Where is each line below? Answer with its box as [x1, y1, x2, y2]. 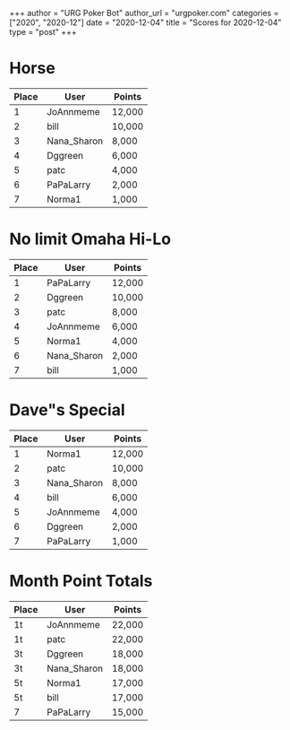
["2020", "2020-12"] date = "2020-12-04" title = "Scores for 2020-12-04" [9, 17, 282, 28]
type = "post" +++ [9, 27, 78, 37]
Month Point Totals [9, 571, 153, 591]
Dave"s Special [9, 400, 125, 421]
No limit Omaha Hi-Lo [9, 229, 172, 249]
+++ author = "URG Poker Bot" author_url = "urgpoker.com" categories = [9, 8, 279, 18]
